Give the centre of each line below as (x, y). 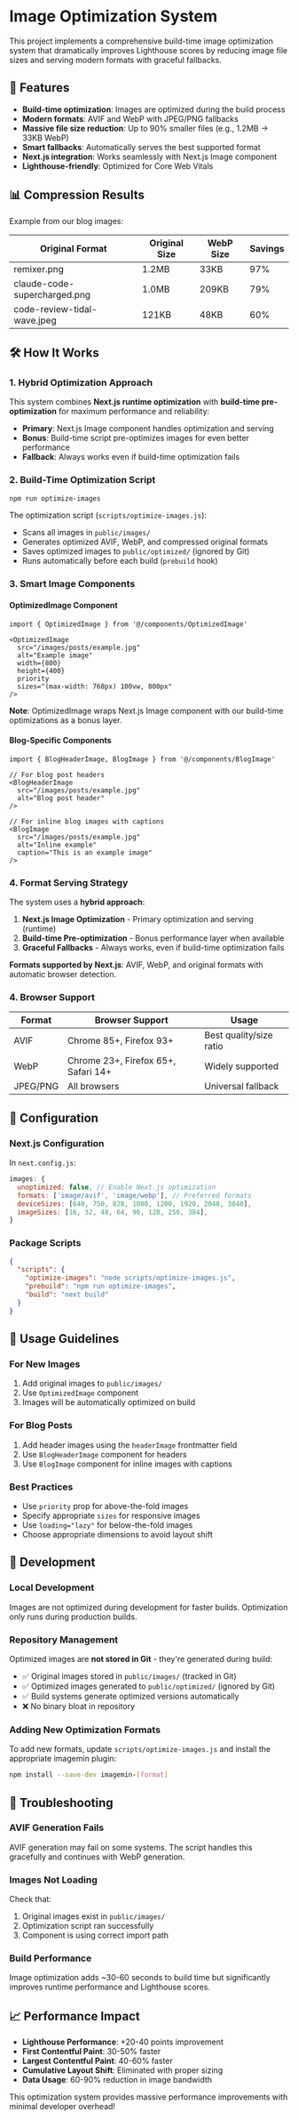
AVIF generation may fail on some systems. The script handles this (131, 1847)
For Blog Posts (41, 1425)
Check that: (30, 1899)
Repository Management (64, 1640)
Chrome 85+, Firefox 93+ (120, 1040)
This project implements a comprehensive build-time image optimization (141, 41)
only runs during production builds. (73, 1617)
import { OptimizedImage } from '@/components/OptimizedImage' (129, 624)
